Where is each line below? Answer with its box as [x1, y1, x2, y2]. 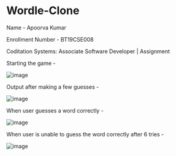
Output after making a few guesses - [6, 83, 99, 91]
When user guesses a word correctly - [6, 106, 104, 114]
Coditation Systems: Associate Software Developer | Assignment [6, 47, 170, 55]
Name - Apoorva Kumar [6, 24, 66, 31]
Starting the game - [6, 59, 56, 67]
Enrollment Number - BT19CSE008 [6, 35, 94, 43]
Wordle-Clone [6, 4, 80, 18]
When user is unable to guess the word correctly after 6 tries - [6, 130, 164, 138]
